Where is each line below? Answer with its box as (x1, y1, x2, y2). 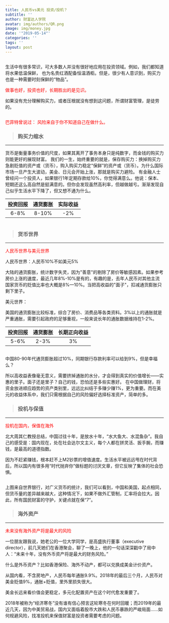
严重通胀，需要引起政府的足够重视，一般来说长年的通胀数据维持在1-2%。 (5, 316, 157, 322)
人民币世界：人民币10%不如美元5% (5, 259, 79, 265)
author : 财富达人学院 (5, 17, 46, 22)
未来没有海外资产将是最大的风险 (5, 527, 71, 533)
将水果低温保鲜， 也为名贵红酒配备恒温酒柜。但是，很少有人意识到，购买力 (5, 70, 161, 76)
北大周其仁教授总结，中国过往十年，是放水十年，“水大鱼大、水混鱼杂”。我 (5, 433, 159, 439)
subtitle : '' (5, 12, 33, 17)
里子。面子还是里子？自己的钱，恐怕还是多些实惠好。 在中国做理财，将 (14, 379, 161, 385)
